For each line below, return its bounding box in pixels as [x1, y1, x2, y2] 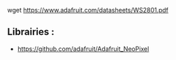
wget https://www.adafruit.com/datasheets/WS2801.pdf [7, 6, 169, 14]
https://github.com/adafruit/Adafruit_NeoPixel [17, 45, 149, 53]
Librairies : [7, 26, 54, 38]
